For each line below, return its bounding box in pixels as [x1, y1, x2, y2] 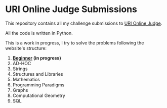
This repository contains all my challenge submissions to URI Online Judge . [5, 20, 162, 26]
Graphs [12, 87, 28, 93]
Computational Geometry [12, 92, 66, 98]
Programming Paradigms [12, 82, 65, 88]
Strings [12, 66, 28, 72]
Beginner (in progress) [12, 55, 62, 61]
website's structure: [5, 45, 47, 51]
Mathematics [12, 76, 40, 82]
